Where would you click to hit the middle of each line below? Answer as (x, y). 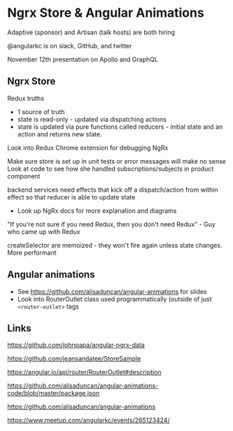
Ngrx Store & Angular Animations (106, 13)
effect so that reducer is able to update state (71, 197)
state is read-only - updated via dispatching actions (92, 119)
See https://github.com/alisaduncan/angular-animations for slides (112, 291)
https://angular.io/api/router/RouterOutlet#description (85, 372)
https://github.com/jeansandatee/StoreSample (74, 359)
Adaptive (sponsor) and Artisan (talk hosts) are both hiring (91, 32)
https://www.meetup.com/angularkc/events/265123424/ (89, 421)
